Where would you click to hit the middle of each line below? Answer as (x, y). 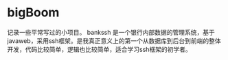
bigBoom (33, 13)
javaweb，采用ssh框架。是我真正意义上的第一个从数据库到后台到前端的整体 (114, 41)
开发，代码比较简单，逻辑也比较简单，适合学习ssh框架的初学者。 (100, 49)
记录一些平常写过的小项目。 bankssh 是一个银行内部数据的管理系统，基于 (111, 32)
